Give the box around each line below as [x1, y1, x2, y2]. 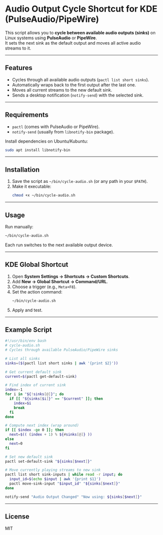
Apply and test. [12, 307, 43, 313]
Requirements [5, 111, 49, 119]
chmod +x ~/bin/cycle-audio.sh [12, 193, 76, 198]
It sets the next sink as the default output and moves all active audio [5, 40, 141, 46]
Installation [5, 165, 40, 174]
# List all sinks [5, 356, 40, 361]
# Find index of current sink [5, 383, 66, 388]
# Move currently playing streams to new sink [5, 468, 101, 472]
